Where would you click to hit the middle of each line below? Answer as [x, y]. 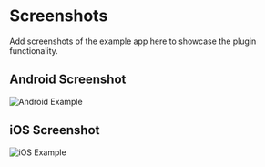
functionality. [34, 50]
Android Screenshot [68, 80]
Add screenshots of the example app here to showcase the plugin [133, 41]
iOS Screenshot [55, 130]
